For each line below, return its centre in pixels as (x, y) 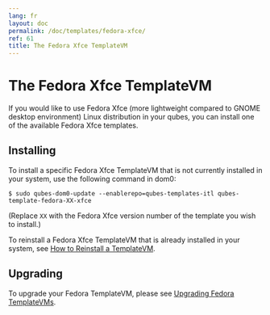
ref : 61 (21, 38)
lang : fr (23, 16)
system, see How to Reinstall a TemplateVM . (82, 248)
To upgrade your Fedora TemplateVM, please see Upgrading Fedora (121, 293)
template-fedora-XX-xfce (50, 200)
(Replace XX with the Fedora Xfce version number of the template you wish (132, 216)
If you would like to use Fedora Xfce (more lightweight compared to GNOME (134, 108)
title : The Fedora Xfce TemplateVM (68, 46)
